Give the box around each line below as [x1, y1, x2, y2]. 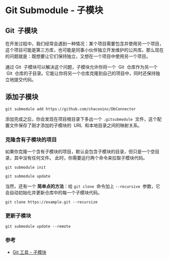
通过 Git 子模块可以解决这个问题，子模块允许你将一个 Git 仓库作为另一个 [5, 64, 158, 70]
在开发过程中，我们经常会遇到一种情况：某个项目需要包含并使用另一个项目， [5, 41, 164, 46]
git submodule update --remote [5, 224, 71, 229]
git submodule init [5, 165, 46, 170]
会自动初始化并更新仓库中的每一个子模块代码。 [5, 190, 102, 196]
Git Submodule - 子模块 [5, 5, 104, 16]
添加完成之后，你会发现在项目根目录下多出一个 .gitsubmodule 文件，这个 [5, 116, 157, 122]
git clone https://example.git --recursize [5, 200, 98, 205]
